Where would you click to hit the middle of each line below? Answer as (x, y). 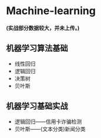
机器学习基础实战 (37, 106)
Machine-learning (51, 11)
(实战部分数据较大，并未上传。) (43, 28)
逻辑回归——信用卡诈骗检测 (48, 121)
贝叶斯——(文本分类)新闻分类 (50, 129)
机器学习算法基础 (37, 48)
